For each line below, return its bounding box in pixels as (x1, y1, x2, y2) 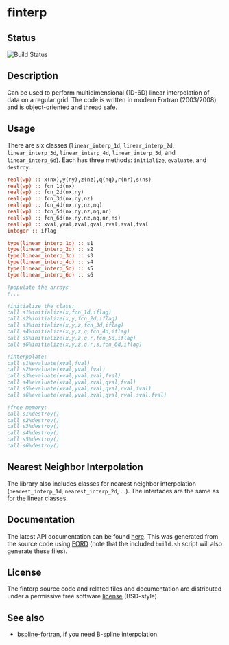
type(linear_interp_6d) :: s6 (7, 271, 94, 279)
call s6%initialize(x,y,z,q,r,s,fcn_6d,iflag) (7, 341, 143, 348)
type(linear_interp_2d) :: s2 (7, 246, 94, 253)
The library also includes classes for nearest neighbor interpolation (7, 479, 197, 488)
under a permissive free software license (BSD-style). (7, 592, 159, 600)
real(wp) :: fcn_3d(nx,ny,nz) (7, 196, 94, 202)
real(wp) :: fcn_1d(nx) (7, 183, 75, 189)
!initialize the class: (7, 303, 75, 309)
